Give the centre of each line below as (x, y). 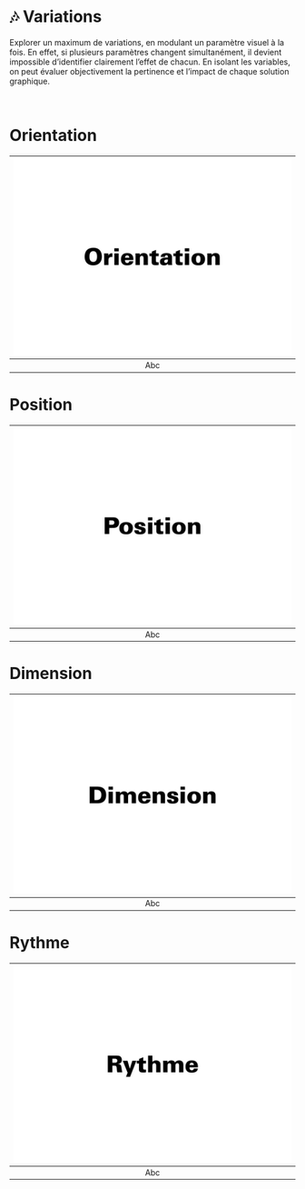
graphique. (30, 81)
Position (41, 404)
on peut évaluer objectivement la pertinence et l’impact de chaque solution (149, 71)
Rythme (39, 943)
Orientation (53, 136)
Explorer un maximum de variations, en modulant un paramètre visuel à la (147, 42)
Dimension (51, 674)
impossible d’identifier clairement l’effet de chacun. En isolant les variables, (150, 62)
